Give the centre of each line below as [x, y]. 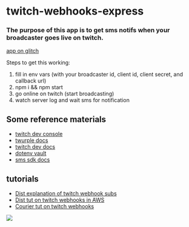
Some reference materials [56, 119]
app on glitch [23, 51]
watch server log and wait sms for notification [72, 100]
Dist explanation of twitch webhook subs [66, 194]
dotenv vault [31, 154]
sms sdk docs [32, 160]
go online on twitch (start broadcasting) [65, 94]
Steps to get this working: [38, 63]
